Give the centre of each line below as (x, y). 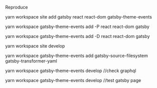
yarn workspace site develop (35, 46)
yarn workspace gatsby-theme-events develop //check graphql (71, 70)
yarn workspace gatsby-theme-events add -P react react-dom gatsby (77, 26)
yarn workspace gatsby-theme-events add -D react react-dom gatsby (77, 36)
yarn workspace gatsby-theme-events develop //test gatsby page (73, 80)
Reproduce (17, 7)
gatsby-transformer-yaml (31, 61)
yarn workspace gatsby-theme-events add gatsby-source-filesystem (76, 55)
